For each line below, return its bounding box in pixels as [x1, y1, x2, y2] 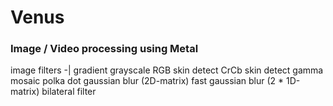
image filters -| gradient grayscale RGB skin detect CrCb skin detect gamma [10, 64, 324, 76]
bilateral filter [41, 86, 97, 98]
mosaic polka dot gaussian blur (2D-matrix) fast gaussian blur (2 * [10, 75, 285, 87]
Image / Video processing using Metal [10, 42, 199, 56]
